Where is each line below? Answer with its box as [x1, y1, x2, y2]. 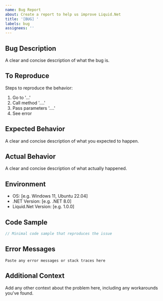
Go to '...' [12, 94, 31, 100]
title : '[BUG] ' [5, 16, 39, 21]
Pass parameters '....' [12, 105, 56, 111]
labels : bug [5, 21, 30, 26]
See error [12, 110, 32, 116]
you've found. [5, 290, 34, 296]
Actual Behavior [5, 152, 56, 160]
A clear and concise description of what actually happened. [5, 165, 127, 171]
